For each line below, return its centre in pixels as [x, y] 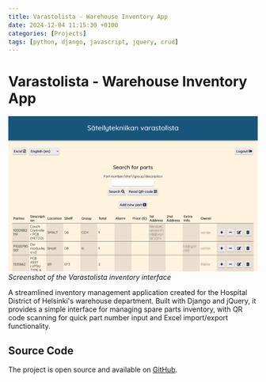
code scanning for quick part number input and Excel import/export [118, 317]
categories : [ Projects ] [47, 33]
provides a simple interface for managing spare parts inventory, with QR [125, 309]
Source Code [41, 351]
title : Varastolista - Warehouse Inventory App [88, 17]
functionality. [30, 326]
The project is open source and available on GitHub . [93, 370]
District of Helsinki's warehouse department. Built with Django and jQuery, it [132, 301]
